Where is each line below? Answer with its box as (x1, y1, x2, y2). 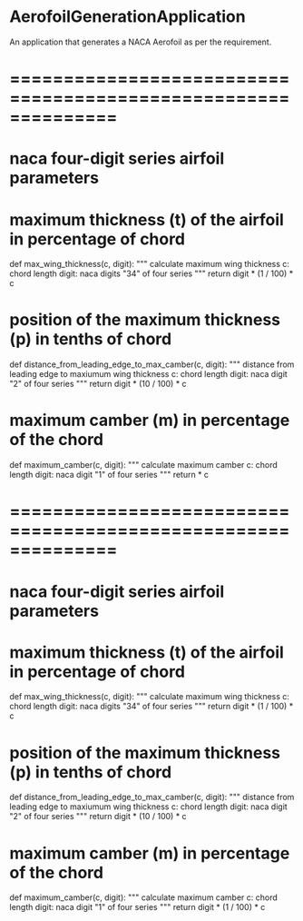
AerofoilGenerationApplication (9, 6, 247, 27)
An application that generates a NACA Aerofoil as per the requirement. (9, 36, 272, 47)
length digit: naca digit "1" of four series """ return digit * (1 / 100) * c (9, 902, 266, 913)
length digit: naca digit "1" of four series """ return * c (9, 470, 210, 480)
